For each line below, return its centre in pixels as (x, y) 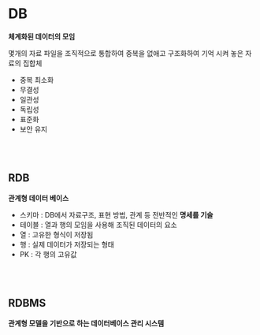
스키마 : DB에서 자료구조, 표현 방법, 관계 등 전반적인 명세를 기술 (116, 214)
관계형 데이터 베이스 (39, 198)
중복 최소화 (37, 80)
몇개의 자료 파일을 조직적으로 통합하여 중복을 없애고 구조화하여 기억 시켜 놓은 (126, 53)
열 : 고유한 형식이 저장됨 (56, 234)
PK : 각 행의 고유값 (48, 254)
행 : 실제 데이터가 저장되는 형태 (67, 244)
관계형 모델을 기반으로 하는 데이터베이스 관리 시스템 (86, 323)
